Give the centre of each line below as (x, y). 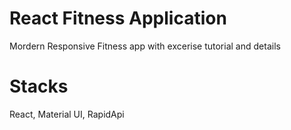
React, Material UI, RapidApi (67, 114)
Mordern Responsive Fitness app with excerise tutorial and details (145, 46)
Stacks (39, 86)
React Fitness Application (118, 18)
